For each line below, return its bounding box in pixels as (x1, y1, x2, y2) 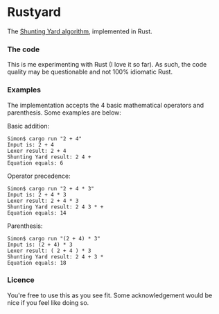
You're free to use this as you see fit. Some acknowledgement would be (7, 291, 213, 299)
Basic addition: (7, 122, 50, 130)
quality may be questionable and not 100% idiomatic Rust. (7, 67, 173, 76)
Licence (7, 275, 35, 285)
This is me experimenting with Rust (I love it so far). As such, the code (7, 60, 207, 69)
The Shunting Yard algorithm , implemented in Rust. (7, 27, 152, 35)
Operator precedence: (7, 172, 71, 180)
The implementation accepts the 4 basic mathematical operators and (7, 101, 204, 109)
